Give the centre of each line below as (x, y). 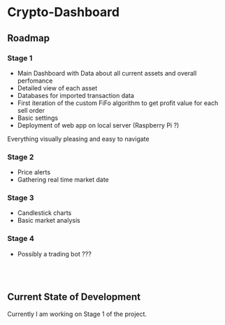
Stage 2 (21, 157)
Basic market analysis (49, 221)
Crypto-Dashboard (64, 12)
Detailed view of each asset (57, 88)
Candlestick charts (44, 213)
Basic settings (37, 118)
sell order (31, 110)
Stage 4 (21, 239)
